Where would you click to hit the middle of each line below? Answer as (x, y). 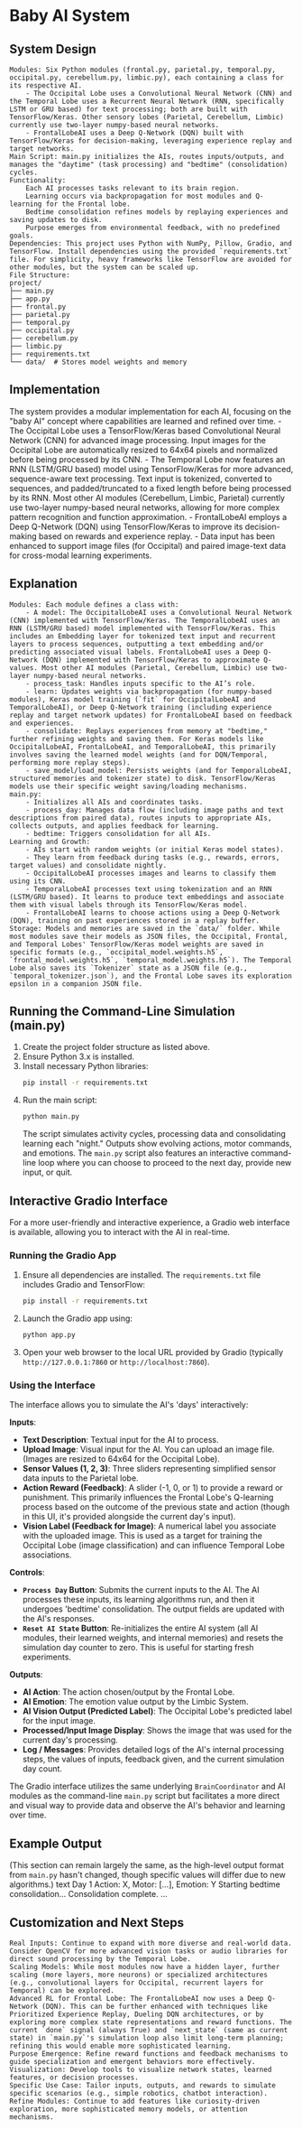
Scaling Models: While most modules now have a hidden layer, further (145, 1966)
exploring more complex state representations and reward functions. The (151, 2022)
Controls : (27, 1573)
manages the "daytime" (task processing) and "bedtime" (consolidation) (149, 164)
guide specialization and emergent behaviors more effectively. (133, 2061)
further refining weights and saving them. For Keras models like (137, 739)
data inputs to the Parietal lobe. (80, 1478)
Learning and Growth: (50, 841)
